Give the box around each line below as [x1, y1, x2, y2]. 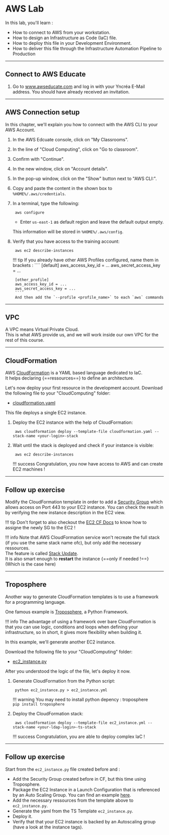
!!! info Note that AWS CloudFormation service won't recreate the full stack [5, 534, 160, 540]
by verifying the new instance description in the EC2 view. [5, 510, 126, 515]
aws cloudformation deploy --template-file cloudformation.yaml [15, 429, 152, 434]
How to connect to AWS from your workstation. [12, 29, 111, 35]
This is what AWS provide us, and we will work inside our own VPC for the [5, 332, 158, 338]
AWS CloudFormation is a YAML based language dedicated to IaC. [5, 370, 142, 376]
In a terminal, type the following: [12, 200, 79, 206]
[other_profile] [15, 277, 49, 282]
